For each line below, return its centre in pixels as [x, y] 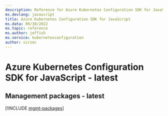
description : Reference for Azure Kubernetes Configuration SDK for [78, 10]
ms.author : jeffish [25, 33]
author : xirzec [21, 42]
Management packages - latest [55, 96]
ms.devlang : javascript [30, 14]
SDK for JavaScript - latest [62, 77]
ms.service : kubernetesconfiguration [44, 38]
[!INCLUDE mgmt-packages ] [34, 108]
